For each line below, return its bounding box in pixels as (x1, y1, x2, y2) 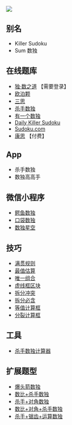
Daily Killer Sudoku (14, 119, 60, 126)
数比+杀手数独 (14, 390, 50, 397)
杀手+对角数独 (14, 398, 50, 405)
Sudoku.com (14, 125, 46, 132)
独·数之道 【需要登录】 (14, 83, 69, 90)
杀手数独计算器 (14, 347, 51, 354)
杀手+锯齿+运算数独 (14, 413, 63, 420)
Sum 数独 (14, 47, 38, 54)
